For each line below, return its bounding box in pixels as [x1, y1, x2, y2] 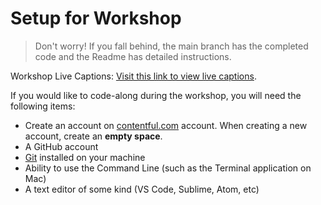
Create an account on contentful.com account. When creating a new [24, 119, 308, 131]
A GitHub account [24, 140, 99, 152]
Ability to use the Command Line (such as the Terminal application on [24, 162, 312, 174]
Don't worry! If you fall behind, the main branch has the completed [34, 40, 309, 52]
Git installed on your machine [24, 151, 146, 163]
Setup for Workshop [10, 7, 182, 30]
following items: [10, 100, 76, 112]
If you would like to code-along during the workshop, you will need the [10, 89, 302, 101]
